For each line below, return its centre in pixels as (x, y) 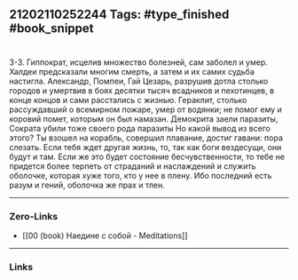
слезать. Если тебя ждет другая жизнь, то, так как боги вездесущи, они (145, 147)
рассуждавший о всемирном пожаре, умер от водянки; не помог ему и (145, 109)
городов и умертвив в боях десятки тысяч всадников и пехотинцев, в (142, 90)
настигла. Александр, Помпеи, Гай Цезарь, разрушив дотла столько (139, 81)
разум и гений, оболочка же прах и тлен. (87, 185)
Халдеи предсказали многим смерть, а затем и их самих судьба (132, 71)
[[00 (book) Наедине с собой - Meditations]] (105, 236)
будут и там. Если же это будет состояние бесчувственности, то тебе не (147, 156)
